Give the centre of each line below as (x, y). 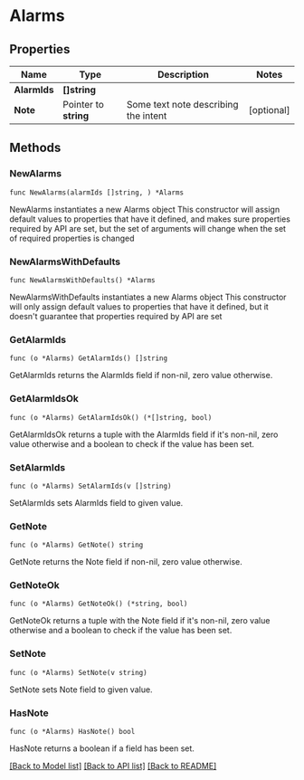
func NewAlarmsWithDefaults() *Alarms (82, 280)
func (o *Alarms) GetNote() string (76, 545)
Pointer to (83, 105)
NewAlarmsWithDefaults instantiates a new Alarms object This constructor (148, 297)
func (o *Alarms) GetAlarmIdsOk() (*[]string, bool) (111, 417)
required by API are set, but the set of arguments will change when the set (148, 228)
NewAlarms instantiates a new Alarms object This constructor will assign (145, 209)
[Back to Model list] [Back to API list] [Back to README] (113, 766)
